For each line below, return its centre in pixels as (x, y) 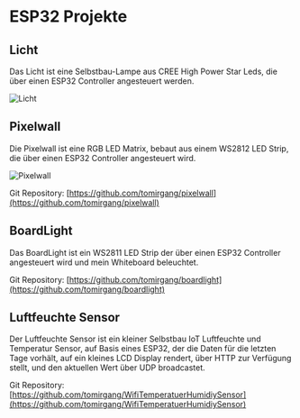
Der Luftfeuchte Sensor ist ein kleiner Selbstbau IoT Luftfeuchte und (135, 339)
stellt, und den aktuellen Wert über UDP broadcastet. (107, 368)
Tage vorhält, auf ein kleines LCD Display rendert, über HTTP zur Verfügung (150, 359)
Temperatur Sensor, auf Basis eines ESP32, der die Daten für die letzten (143, 349)
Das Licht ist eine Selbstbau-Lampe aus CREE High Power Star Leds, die (143, 71)
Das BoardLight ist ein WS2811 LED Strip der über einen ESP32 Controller (145, 252)
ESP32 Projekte (68, 17)
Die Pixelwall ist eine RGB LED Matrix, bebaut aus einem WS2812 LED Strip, (149, 148)
